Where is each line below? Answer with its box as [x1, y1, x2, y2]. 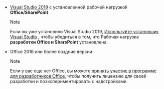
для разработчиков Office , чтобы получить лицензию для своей [9, 73, 147, 79]
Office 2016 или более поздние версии [9, 49, 93, 54]
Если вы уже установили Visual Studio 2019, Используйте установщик [9, 29, 159, 34]
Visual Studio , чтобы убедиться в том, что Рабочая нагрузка [9, 34, 139, 40]
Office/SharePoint [9, 9, 48, 15]
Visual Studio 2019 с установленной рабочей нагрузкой [9, 4, 128, 10]
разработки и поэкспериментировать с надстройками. [9, 79, 128, 84]
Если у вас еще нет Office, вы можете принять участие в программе [9, 68, 157, 74]
